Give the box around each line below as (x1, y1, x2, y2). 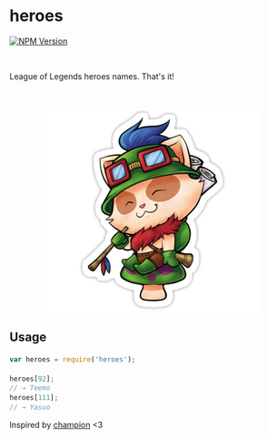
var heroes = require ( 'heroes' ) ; (9, 354, 136, 364)
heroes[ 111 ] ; (9, 393, 59, 403)
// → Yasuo (9, 403, 51, 413)
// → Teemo (9, 383, 51, 393)
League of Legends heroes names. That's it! (9, 70, 175, 82)
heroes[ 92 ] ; (9, 374, 54, 383)
